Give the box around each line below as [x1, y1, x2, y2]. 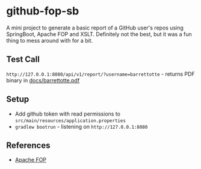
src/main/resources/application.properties [14, 117, 126, 124]
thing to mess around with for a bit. [6, 37, 93, 44]
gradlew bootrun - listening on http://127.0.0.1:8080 [14, 123, 148, 130]
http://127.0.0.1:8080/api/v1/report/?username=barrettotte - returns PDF [6, 70, 195, 78]
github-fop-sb [6, 4, 79, 18]
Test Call [6, 54, 40, 64]
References [6, 140, 51, 150]
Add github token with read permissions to [14, 110, 120, 117]
